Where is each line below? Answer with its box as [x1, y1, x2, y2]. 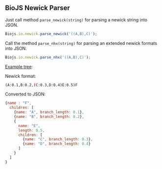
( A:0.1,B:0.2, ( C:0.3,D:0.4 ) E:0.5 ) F [5, 82, 78, 87]
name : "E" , [18, 123, 41, 128]
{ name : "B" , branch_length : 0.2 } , [14, 114, 84, 119]
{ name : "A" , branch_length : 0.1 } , [14, 110, 84, 115]
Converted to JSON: [5, 91, 46, 97]
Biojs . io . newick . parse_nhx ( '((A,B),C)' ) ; [5, 55, 91, 60]
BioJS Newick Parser [5, 4, 70, 12]
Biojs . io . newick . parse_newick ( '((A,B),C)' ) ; [5, 31, 97, 36]
